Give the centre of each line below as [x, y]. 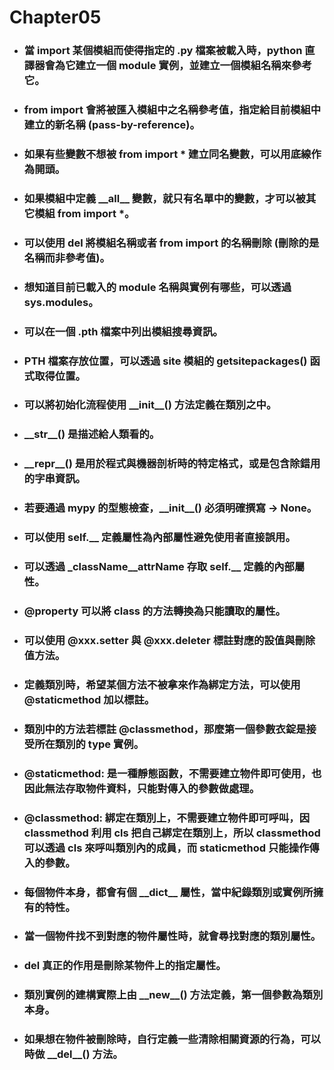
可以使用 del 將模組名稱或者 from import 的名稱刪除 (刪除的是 [171, 243]
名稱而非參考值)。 [67, 258]
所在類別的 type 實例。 [89, 744]
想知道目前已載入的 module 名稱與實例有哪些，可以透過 [157, 287]
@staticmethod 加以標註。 [89, 699]
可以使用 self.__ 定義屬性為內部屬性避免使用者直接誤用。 [159, 538]
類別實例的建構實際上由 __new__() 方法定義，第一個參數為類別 [173, 995]
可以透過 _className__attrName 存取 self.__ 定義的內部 [159, 567]
